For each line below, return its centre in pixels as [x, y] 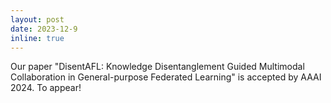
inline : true [37, 38]
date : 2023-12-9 [44, 29]
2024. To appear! [46, 88]
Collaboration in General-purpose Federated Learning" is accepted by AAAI [166, 77]
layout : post [37, 19]
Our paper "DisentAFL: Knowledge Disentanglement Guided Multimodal [157, 67]
